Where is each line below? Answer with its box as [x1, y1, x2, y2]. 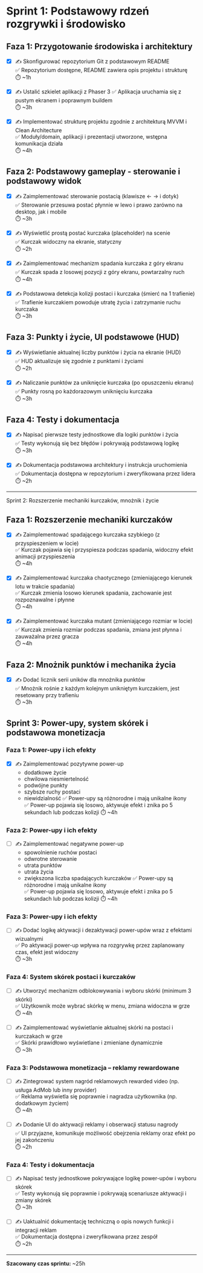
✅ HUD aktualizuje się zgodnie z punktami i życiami [14, 357, 144, 364]
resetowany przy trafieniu [14, 692, 80, 699]
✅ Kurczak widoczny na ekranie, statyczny [14, 238, 122, 245]
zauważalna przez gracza [14, 633, 80, 640]
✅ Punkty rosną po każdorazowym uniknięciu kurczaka [14, 387, 153, 395]
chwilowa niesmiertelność [24, 775, 89, 783]
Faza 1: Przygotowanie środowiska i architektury [6, 41, 193, 52]
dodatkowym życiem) [14, 1099, 69, 1107]
